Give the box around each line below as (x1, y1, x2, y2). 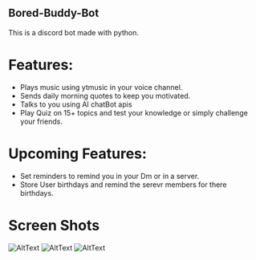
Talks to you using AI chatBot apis (19, 100, 132, 109)
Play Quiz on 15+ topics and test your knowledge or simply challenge (19, 108, 249, 117)
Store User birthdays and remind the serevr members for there (19, 180, 227, 189)
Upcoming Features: (8, 144, 147, 163)
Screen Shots (8, 216, 100, 234)
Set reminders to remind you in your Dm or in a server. (19, 171, 200, 181)
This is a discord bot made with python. (8, 27, 139, 37)
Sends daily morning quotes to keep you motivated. (19, 91, 191, 100)
